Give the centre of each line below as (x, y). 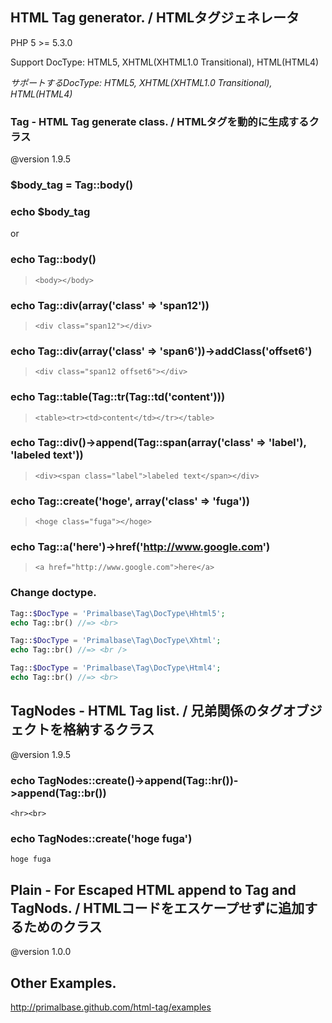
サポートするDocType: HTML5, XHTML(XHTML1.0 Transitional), (141, 82)
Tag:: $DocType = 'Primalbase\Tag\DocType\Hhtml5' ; (118, 613)
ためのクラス (63, 926)
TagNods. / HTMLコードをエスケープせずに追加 (157, 908)
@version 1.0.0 (41, 952)
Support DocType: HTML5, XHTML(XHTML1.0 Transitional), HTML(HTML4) (165, 62)
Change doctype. (53, 593)
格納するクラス (108, 729)
